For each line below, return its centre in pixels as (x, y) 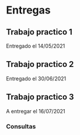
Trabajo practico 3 (40, 97)
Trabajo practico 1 (39, 32)
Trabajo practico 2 (40, 64)
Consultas (21, 126)
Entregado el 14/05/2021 (36, 46)
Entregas (28, 10)
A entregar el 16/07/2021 (36, 111)
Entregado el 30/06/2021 (36, 78)
